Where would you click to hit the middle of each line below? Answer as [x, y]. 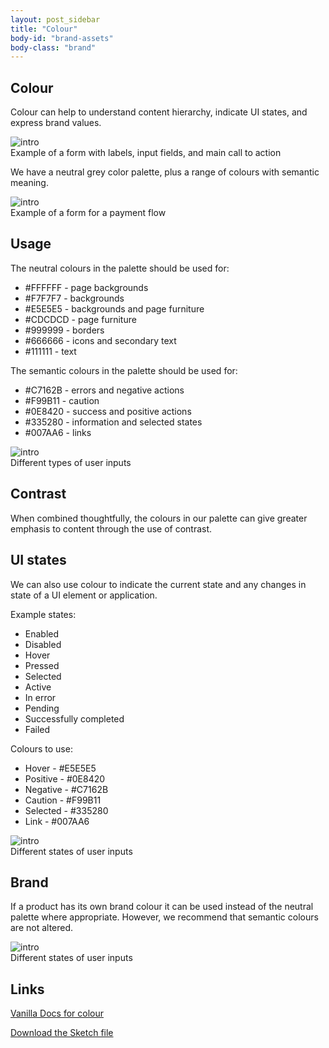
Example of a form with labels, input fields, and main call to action [146, 153]
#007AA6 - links [58, 432]
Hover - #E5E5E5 [60, 768]
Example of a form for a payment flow [88, 213]
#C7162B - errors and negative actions [104, 390]
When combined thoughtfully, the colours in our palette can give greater [159, 518]
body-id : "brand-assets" [62, 38]
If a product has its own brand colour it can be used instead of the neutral [162, 907]
